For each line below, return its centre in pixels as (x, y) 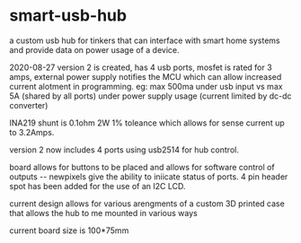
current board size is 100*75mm (69, 230)
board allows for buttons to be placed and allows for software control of (142, 167)
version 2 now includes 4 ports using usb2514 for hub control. (124, 150)
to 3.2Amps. (32, 132)
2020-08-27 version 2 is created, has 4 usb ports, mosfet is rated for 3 (141, 67)
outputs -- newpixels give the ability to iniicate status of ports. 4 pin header (149, 177)
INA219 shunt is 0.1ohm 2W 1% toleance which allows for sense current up (147, 123)
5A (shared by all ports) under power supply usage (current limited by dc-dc (150, 96)
